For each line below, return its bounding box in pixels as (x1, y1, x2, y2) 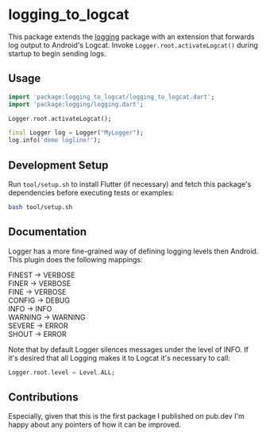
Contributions (8, 390, 79, 404)
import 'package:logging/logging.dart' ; (8, 100, 145, 108)
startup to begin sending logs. (8, 48, 106, 58)
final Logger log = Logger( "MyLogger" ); (8, 129, 145, 137)
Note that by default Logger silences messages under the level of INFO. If (8, 344, 249, 354)
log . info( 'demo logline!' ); (8, 137, 102, 145)
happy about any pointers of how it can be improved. (8, 420, 181, 430)
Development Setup (8, 158, 109, 172)
